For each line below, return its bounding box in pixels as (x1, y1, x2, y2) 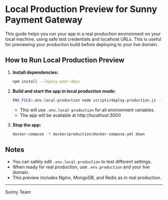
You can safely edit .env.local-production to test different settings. (12, 159, 152, 165)
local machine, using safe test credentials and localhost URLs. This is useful (5, 36, 161, 42)
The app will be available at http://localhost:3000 (19, 112, 121, 118)
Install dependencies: (12, 69, 59, 75)
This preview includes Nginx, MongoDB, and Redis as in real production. (12, 174, 161, 181)
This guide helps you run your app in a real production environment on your (5, 31, 161, 37)
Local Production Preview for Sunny (5, 4, 157, 15)
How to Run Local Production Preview (5, 56, 125, 65)
